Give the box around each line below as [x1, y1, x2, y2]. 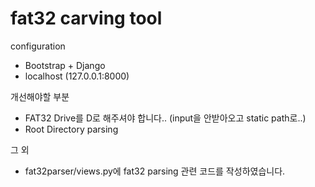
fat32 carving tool [10, 7, 163, 30]
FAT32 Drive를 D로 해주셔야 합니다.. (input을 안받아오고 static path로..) [24, 112, 307, 124]
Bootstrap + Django [24, 59, 106, 71]
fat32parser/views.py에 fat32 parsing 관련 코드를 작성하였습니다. [24, 165, 286, 177]
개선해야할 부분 [10, 90, 70, 102]
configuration [10, 40, 66, 52]
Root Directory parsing [24, 123, 119, 135]
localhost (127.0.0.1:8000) [24, 70, 130, 82]
